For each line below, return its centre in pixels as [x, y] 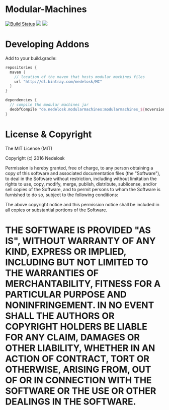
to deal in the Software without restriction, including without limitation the [81, 179]
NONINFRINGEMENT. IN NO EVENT [80, 305]
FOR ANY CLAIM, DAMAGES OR [72, 337]
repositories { [21, 67]
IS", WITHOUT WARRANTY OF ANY [80, 241]
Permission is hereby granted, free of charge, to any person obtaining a [79, 168]
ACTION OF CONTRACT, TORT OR [77, 359]
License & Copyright [49, 134]
